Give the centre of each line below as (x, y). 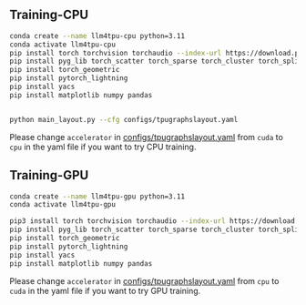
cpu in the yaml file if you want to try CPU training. (103, 147)
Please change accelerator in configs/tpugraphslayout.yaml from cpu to (144, 280)
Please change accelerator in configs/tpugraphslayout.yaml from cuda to (147, 137)
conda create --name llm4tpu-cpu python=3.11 (97, 36)
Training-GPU (49, 175)
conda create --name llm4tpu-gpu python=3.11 (97, 196)
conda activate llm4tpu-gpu (63, 205)
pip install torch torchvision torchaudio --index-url (116, 53)
